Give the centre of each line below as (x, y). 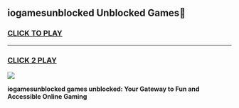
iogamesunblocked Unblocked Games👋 (97, 13)
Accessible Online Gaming (47, 96)
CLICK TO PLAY (35, 33)
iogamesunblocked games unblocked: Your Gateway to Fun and (103, 89)
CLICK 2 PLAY (32, 60)
